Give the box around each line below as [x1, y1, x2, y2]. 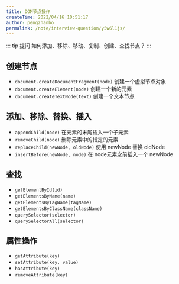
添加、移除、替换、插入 [6, 112, 92, 122]
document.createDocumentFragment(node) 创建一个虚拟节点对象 [14, 78, 167, 85]
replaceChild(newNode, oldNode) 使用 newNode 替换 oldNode [14, 143, 165, 150]
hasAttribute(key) [14, 266, 60, 272]
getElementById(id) [14, 187, 63, 193]
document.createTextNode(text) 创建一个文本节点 [14, 93, 135, 100]
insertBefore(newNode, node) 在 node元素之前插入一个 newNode [14, 150, 173, 157]
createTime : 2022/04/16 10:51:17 [6, 14, 89, 20]
